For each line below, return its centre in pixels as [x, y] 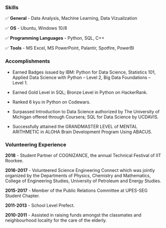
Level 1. [20, 82]
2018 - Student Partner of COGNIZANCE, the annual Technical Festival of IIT [83, 155]
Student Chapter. [23, 196]
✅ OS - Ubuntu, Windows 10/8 [36, 28]
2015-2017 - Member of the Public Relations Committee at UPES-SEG [76, 190]
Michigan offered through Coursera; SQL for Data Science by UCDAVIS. [85, 117]
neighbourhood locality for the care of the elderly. [56, 220]
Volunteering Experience [36, 145]
